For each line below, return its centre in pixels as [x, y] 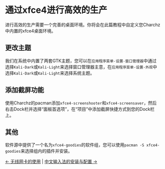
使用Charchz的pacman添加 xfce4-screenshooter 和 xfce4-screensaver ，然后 [81, 103]
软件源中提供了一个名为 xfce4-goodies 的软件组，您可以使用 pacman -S [75, 145]
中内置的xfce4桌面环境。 [30, 31]
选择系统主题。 [80, 73]
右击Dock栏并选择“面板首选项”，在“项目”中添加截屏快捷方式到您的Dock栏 [80, 109]
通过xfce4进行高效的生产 [56, 10]
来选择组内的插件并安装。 [47, 151]
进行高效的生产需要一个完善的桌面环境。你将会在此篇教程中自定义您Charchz [83, 25]
